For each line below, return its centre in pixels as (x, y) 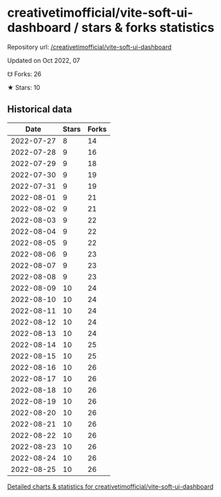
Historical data (40, 109)
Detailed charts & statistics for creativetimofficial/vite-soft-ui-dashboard (110, 487)
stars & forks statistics (148, 28)
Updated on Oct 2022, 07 (44, 60)
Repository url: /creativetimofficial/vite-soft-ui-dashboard (89, 47)
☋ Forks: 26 (24, 74)
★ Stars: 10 (24, 87)
